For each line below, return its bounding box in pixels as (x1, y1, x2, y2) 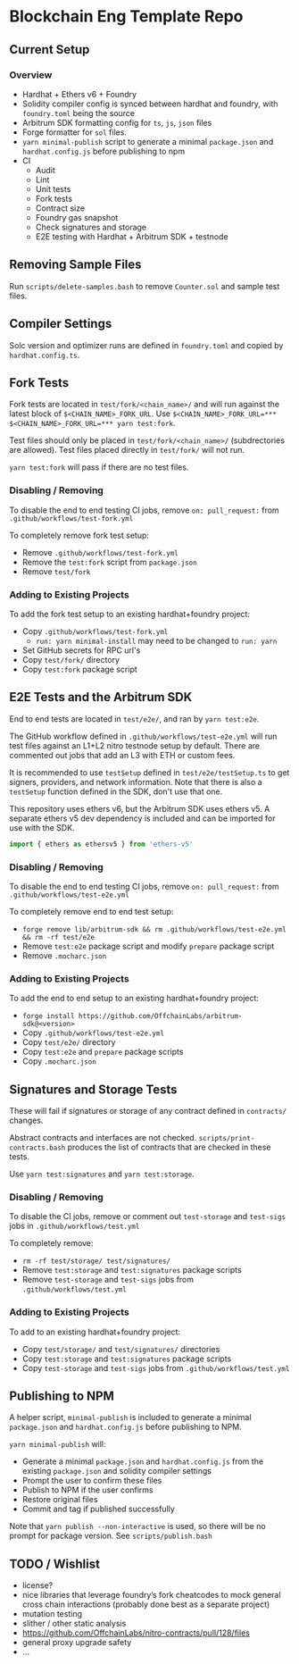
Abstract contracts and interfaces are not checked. (9, 1133, 197, 1142)
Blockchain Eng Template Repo (9, 6, 244, 27)
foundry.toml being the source (21, 107, 136, 118)
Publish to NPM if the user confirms (21, 1484, 154, 1495)
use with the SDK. (9, 822, 75, 832)
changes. (9, 1115, 44, 1125)
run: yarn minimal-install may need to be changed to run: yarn (35, 635, 278, 646)
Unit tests (35, 183, 71, 194)
